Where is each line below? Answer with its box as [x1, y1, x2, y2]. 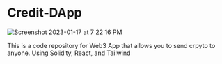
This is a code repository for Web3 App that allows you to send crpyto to [7, 41, 216, 49]
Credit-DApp [7, 5, 82, 21]
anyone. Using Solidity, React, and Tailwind [7, 49, 131, 57]
